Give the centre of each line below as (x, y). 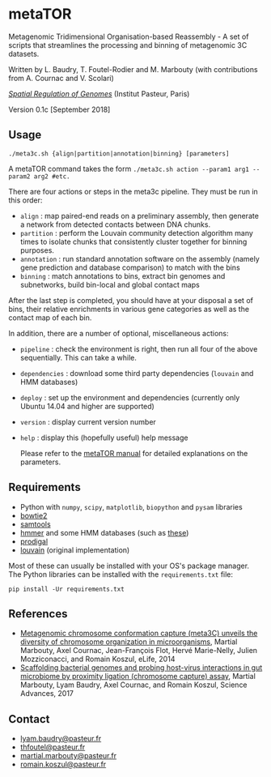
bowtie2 (34, 515)
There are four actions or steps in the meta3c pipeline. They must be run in (133, 191)
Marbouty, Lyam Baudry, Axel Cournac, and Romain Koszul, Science (134, 685)
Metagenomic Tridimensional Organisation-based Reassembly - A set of (129, 36)
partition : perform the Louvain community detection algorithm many (136, 233)
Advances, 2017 (47, 694)
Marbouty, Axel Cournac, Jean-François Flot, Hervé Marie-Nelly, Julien (138, 651)
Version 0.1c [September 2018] (59, 109)
